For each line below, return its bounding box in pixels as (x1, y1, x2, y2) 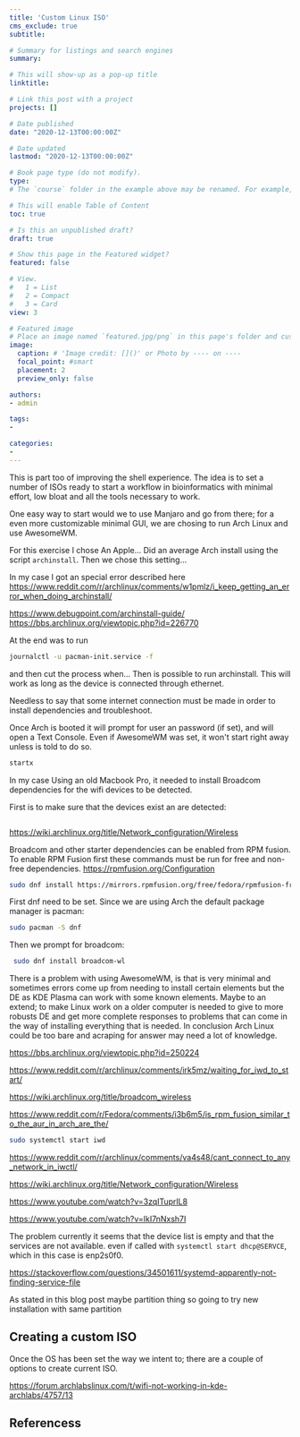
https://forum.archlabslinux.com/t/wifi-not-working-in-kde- (9, 1380, 228, 1390)
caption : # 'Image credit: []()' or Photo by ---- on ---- (17, 349, 242, 358)
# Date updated (9, 144, 66, 153)
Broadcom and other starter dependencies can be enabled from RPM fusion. (9, 843, 291, 855)
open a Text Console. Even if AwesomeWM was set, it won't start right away (9, 731, 289, 742)
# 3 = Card (9, 299, 58, 309)
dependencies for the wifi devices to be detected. (9, 784, 193, 795)
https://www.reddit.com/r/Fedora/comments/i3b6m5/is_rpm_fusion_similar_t (9, 1109, 290, 1120)
